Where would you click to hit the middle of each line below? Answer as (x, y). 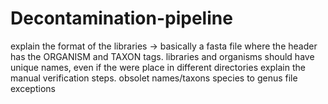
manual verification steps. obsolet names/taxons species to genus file (154, 78)
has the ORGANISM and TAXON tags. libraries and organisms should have (162, 56)
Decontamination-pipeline (121, 18)
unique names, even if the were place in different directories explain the (158, 67)
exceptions (33, 88)
